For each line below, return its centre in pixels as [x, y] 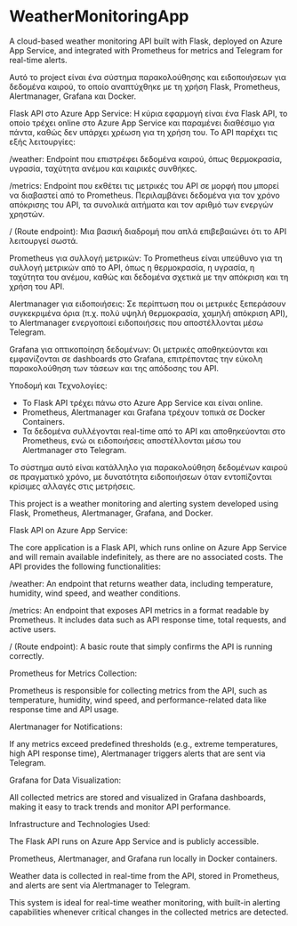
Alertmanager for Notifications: [66, 727]
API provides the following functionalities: [85, 566]
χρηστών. [27, 214]
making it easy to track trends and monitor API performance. [120, 807]
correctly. [27, 655]
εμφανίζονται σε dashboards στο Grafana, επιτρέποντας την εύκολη [136, 359]
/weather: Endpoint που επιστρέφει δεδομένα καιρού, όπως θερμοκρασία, [146, 158]
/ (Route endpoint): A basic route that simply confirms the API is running [141, 646]
